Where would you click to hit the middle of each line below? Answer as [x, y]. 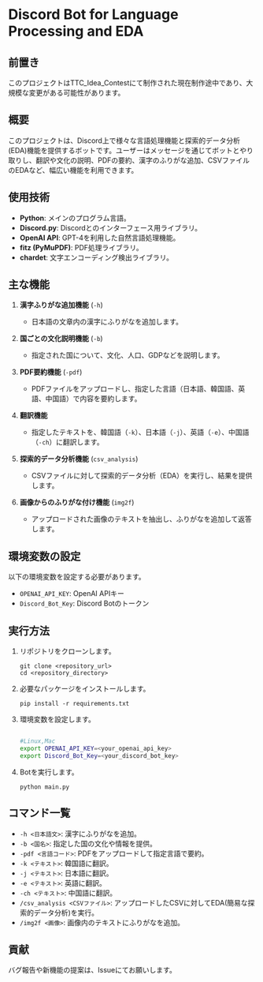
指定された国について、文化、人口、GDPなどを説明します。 [128, 355]
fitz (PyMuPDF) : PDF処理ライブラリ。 [81, 247]
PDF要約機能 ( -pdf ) [51, 372]
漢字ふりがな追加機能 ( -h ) [61, 305]
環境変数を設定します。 [57, 719]
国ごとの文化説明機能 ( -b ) [61, 339]
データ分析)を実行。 [66, 913]
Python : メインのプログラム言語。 [75, 218]
